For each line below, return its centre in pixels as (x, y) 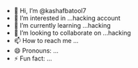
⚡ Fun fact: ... (33, 58)
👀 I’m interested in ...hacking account (67, 18)
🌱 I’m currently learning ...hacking (62, 25)
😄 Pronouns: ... (36, 51)
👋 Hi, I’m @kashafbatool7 (50, 11)
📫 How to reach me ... (46, 41)
